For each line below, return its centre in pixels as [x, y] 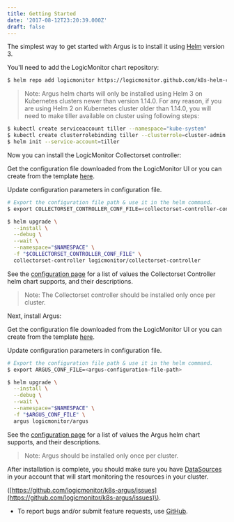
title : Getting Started [42, 14]
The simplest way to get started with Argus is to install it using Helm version [116, 47]
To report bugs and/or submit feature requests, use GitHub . [102, 511]
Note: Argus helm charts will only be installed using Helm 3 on [114, 94]
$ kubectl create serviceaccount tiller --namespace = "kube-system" [107, 129]
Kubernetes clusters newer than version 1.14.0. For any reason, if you [123, 101]
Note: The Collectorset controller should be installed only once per [120, 295]
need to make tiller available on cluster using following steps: [112, 116]
